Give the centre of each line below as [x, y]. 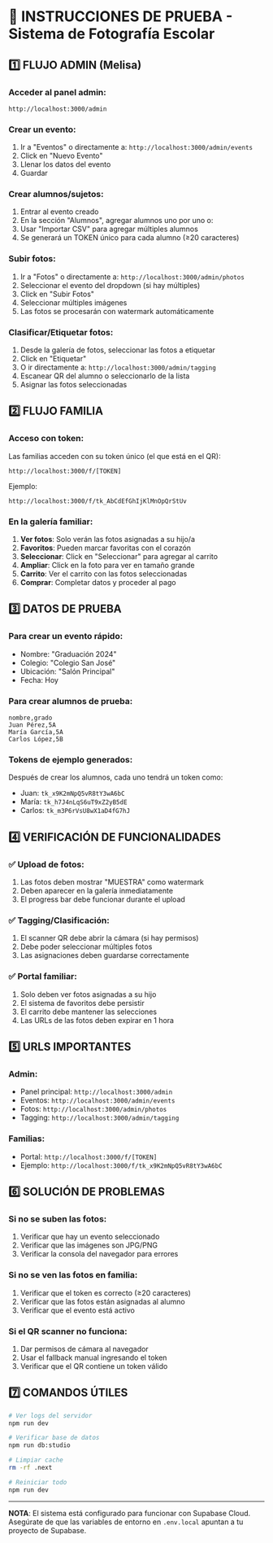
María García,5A [36, 732]
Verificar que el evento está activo [78, 1310]
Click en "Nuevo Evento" [61, 156]
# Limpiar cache [36, 1460]
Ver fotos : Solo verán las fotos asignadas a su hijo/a [107, 540]
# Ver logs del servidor [50, 1415]
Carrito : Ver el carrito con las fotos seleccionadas [104, 574]
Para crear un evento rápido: [66, 636]
